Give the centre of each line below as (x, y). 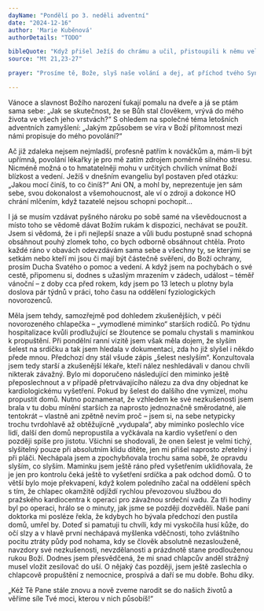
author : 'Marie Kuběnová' (50, 30)
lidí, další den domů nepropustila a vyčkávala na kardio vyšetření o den (123, 432)
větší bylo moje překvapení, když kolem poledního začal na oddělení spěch (130, 483)
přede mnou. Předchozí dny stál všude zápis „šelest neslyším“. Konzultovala (131, 357)
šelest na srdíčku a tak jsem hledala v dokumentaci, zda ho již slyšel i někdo (131, 349)
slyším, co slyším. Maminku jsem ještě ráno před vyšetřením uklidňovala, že (130, 466)
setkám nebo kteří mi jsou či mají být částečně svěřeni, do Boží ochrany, (125, 258)
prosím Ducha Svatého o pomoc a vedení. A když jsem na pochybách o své (130, 267)
